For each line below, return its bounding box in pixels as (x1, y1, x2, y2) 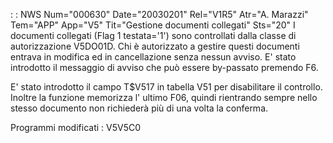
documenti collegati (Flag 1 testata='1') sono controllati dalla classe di (10, 30, 297, 41)
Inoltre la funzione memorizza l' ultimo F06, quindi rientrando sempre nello (10, 92, 318, 103)
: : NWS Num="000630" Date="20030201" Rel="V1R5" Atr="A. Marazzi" (10, 9, 309, 20)
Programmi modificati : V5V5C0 (10, 122, 142, 133)
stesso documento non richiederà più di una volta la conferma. (10, 102, 269, 114)
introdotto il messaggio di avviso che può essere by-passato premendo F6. (10, 62, 319, 73)
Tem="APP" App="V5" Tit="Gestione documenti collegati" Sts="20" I (10, 19, 296, 31)
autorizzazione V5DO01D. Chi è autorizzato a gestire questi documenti (10, 40, 300, 52)
